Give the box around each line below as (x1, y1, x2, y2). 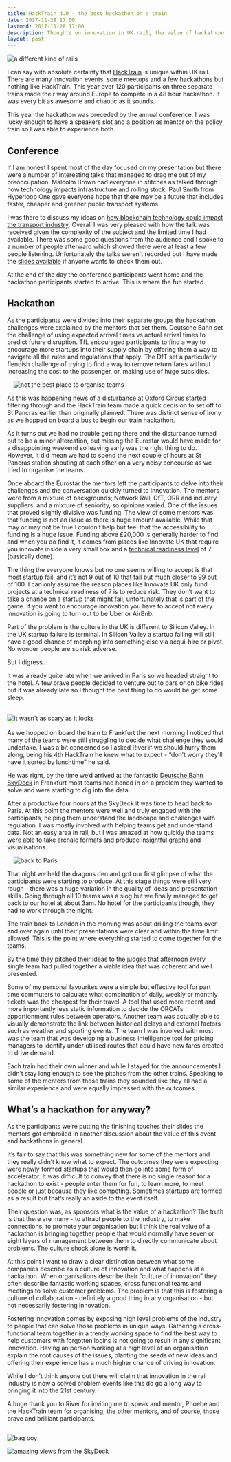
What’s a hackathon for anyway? (7, 1104, 151, 1116)
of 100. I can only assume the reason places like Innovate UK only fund (7, 580, 208, 589)
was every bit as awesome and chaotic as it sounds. (7, 97, 155, 105)
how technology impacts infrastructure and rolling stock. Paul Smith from (7, 185, 214, 193)
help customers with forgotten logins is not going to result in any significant (7, 1336, 221, 1344)
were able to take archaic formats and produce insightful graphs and (7, 836, 201, 844)
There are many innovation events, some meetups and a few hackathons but (7, 75, 224, 83)
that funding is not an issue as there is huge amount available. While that (7, 516, 213, 524)
